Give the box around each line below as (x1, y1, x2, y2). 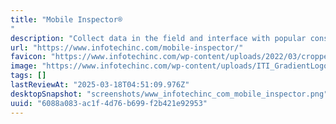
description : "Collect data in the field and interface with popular (10, 33, 307, 43)
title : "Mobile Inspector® (10, 14, 123, 25)
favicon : (10, 52, 47, 62)
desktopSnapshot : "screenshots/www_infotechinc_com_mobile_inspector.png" (10, 89, 329, 99)
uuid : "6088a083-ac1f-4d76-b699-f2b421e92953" (10, 98, 208, 108)
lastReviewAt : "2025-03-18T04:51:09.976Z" (10, 80, 190, 90)
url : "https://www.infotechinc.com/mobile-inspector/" (10, 42, 244, 53)
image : (10, 61, 38, 71)
